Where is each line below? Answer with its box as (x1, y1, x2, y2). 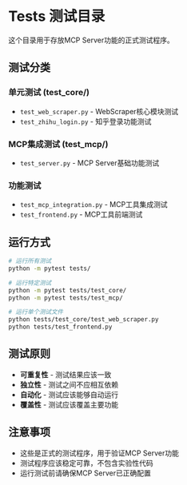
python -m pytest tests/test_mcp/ (8, 293, 124, 302)
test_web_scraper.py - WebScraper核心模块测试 (19, 106, 179, 116)
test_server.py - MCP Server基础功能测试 (19, 157, 160, 168)
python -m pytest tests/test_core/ (8, 286, 127, 294)
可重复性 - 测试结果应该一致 (19, 369, 112, 380)
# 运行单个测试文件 (8, 308, 64, 316)
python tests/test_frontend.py (8, 323, 113, 332)
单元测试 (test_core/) (8, 87, 90, 98)
